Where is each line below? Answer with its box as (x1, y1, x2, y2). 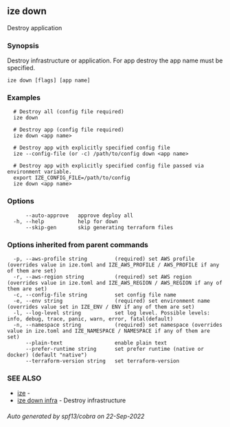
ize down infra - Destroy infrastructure (16, 396, 126, 404)
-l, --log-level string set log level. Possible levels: (13, 310, 211, 316)
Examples (7, 93, 41, 102)
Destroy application (7, 23, 62, 32)
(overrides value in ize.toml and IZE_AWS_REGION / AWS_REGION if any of (7, 279, 223, 286)
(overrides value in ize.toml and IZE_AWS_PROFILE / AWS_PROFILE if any (7, 262, 220, 268)
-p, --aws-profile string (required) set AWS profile (13, 255, 195, 262)
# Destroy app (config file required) (13, 126, 125, 133)
